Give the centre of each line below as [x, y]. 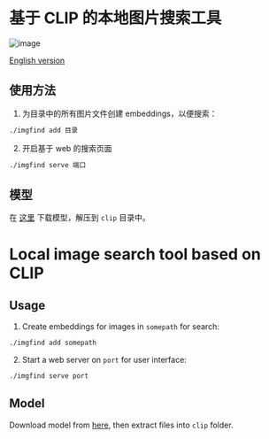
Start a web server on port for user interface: [104, 360]
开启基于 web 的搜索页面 [67, 148]
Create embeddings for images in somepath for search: [120, 327]
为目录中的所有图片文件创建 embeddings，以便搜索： [119, 113]
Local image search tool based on [135, 254]
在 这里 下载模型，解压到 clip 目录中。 [80, 218]
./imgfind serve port [49, 376]
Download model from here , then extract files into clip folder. [121, 425]
